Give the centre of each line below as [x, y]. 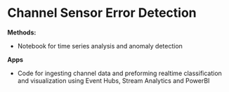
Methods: [22, 32]
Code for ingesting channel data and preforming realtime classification [120, 73]
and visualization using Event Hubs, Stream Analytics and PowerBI [113, 80]
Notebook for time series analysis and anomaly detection [100, 46]
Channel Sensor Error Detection [102, 13]
